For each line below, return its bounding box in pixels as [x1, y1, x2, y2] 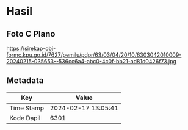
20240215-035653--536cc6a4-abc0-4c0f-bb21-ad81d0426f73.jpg [6, 58, 177, 65]
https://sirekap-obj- [6, 45, 56, 52]
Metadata [6, 75, 44, 86]
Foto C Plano [6, 29, 56, 39]
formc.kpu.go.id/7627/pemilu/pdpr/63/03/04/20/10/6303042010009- [6, 51, 182, 59]
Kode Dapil [9, 114, 41, 122]
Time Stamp [9, 104, 45, 112]
